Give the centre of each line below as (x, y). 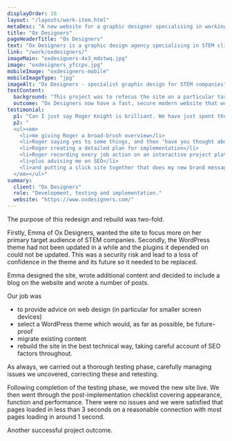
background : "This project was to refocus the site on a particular (114, 97)
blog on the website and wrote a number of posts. (78, 283)
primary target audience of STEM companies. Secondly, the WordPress (109, 240)
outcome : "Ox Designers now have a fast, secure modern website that (115, 104)
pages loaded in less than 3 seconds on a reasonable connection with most (115, 409)
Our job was (25, 296)
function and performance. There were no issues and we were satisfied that (115, 402)
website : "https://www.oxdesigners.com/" (74, 200)
